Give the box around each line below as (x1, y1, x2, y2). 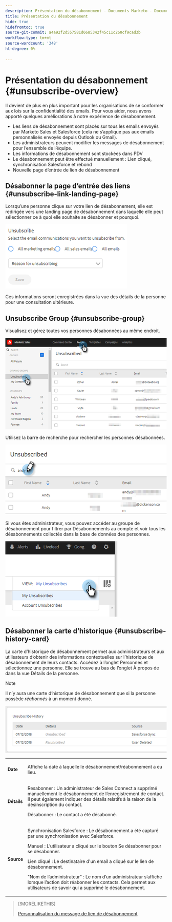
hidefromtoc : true (5, 25, 45, 30)
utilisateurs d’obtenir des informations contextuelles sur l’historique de (5, 654, 154, 660)
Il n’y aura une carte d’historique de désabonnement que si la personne (5, 690, 156, 696)
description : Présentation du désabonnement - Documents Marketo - (5, 8, 153, 13)
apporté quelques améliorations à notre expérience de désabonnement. (5, 113, 157, 119)
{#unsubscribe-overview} (5, 85, 119, 97)
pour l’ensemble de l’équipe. (12, 145, 73, 151)
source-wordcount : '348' (5, 41, 58, 46)
